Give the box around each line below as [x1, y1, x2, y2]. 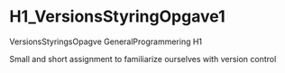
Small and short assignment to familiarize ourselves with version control [9, 53, 277, 64]
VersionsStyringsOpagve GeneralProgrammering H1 [9, 36, 203, 47]
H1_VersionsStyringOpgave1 [9, 6, 225, 27]
